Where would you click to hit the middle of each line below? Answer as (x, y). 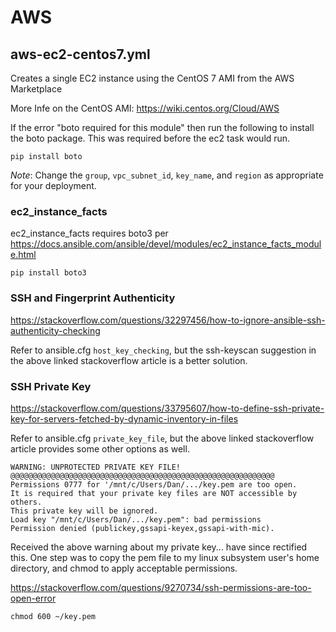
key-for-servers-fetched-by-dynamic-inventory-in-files (124, 418)
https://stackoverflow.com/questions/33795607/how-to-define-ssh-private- (167, 408)
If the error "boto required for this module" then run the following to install (162, 127)
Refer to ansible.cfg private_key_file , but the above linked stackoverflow (162, 438)
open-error (33, 598)
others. (26, 502)
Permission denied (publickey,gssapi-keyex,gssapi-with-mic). (142, 528)
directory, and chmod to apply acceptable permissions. (124, 568)
